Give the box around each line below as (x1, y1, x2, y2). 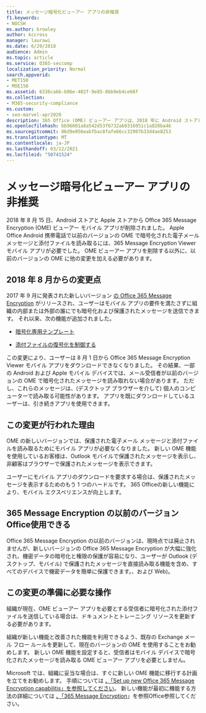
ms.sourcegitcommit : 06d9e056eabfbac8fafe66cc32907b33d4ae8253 (6, 129, 172, 135)
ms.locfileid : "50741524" (6, 151, 72, 158)
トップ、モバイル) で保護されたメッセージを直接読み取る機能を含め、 (17, 560, 193, 567)
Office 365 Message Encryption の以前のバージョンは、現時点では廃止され (6, 537, 196, 544)
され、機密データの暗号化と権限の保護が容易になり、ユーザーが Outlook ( (6, 552, 192, 560)
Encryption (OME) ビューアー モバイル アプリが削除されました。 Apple (6, 224, 185, 232)
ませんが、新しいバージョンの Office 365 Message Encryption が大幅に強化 (6, 544, 197, 552)
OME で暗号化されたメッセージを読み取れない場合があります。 (23, 377, 182, 384)
